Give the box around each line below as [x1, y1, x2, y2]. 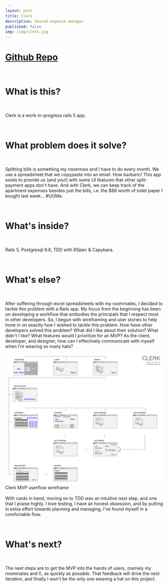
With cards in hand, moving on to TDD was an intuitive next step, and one [5, 495, 157, 501]
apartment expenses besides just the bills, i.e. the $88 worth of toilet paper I [5, 187, 163, 193]
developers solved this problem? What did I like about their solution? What [5, 327, 158, 333]
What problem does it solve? [5, 140, 127, 151]
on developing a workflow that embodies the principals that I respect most [5, 311, 159, 317]
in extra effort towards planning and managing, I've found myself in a [5, 506, 148, 512]
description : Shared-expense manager [5, 19, 84, 24]
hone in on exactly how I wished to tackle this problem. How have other [5, 322, 153, 328]
